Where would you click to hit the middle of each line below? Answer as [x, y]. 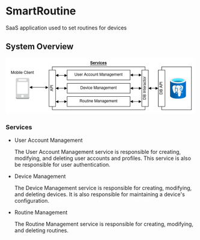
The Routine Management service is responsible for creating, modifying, [104, 224]
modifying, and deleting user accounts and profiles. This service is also [103, 158]
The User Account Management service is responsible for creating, [98, 152]
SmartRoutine [41, 11]
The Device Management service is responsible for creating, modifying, [103, 188]
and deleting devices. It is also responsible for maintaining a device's [100, 194]
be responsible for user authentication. [62, 165]
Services [19, 127]
